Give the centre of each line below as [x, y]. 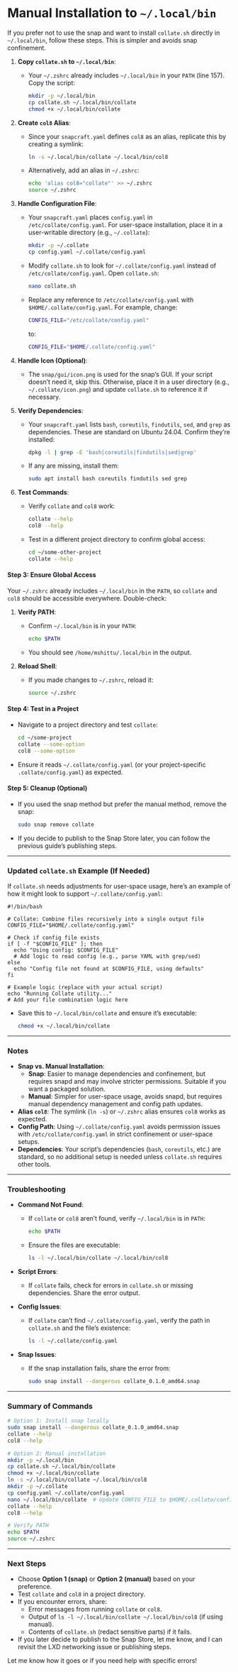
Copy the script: [52, 82]
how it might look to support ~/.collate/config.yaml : [85, 893]
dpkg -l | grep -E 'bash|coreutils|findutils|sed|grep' [112, 452]
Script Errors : [38, 1272]
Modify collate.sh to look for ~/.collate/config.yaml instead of [122, 265]
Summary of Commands [50, 1406]
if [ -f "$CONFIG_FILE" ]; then [55, 944]
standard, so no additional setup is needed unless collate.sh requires [120, 1157]
